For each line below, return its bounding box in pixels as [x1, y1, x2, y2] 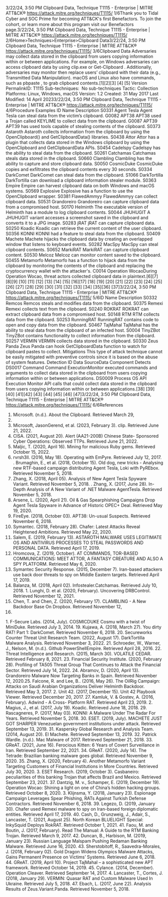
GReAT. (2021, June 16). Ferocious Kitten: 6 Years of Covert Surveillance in [5, 742, 159, 748]
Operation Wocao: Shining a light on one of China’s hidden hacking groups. [5, 785, 160, 791]
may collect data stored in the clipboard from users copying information [5, 53, 153, 59]
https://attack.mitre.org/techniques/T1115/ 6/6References [5, 402, 123, 408]
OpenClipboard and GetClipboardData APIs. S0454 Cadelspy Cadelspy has [5, 145, 161, 151]
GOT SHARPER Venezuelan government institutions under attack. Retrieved [5, 721, 161, 726]
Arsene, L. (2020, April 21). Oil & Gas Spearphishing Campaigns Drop [12, 497, 155, 503]
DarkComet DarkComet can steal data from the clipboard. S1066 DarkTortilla [5, 172, 163, 178]
